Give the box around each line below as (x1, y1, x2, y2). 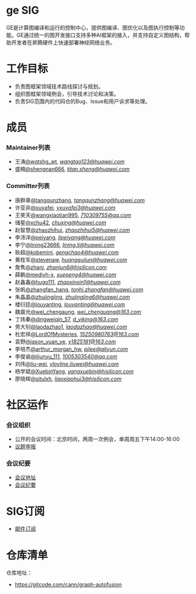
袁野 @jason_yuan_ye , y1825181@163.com (14, 337, 116, 345)
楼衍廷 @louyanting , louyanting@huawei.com (14, 301, 125, 308)
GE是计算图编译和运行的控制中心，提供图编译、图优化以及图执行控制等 (6, 24, 180, 31)
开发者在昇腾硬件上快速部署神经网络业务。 (11, 39, 116, 46)
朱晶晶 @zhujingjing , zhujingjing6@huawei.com (14, 293, 131, 301)
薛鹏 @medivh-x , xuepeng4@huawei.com (14, 271, 117, 278)
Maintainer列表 (6, 143, 50, 152)
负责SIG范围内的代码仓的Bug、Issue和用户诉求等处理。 (14, 98, 150, 105)
